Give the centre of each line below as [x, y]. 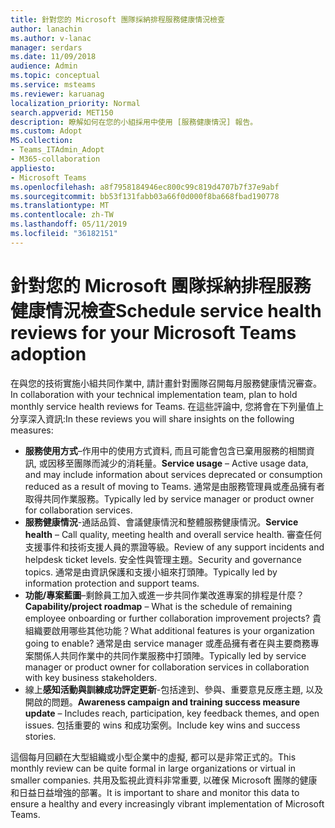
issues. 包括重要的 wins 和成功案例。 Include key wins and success [162, 725]
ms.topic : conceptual [55, 76]
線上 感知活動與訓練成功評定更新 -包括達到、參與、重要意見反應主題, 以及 [174, 689]
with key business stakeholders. [91, 677]
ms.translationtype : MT [60, 206]
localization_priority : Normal [75, 103]
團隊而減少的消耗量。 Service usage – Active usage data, [191, 463]
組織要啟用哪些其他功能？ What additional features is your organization [169, 630]
